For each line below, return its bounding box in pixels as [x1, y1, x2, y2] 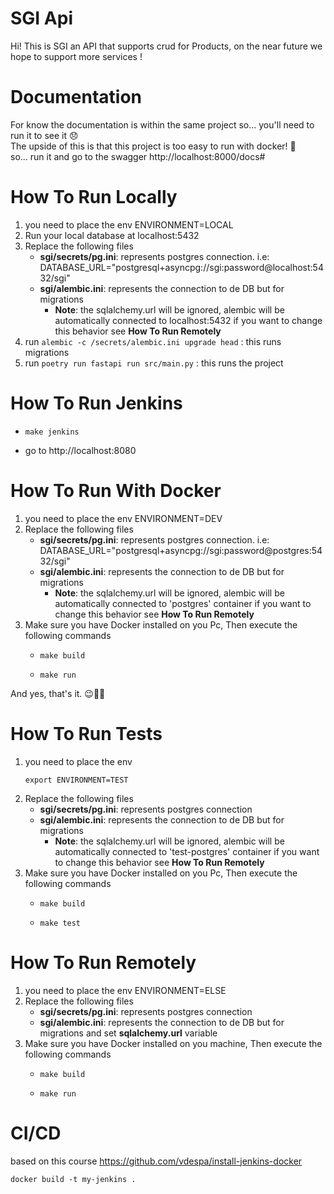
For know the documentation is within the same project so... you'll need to [10, 118, 315, 131]
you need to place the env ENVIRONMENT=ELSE [24, 984, 227, 996]
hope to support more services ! [10, 50, 143, 62]
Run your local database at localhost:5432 [24, 229, 200, 241]
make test [39, 918, 82, 928]
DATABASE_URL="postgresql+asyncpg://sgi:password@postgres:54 [39, 544, 323, 556]
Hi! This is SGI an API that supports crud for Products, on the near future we [10, 40, 323, 52]
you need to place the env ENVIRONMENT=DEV [24, 512, 223, 524]
